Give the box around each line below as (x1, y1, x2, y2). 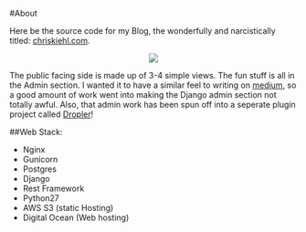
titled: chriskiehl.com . (9, 36, 90, 46)
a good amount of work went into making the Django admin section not (9, 90, 277, 100)
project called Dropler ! (9, 109, 94, 120)
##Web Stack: (9, 127, 63, 137)
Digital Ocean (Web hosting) (22, 212, 130, 223)
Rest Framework (22, 183, 85, 194)
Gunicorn (22, 154, 58, 164)
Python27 (22, 193, 59, 204)
